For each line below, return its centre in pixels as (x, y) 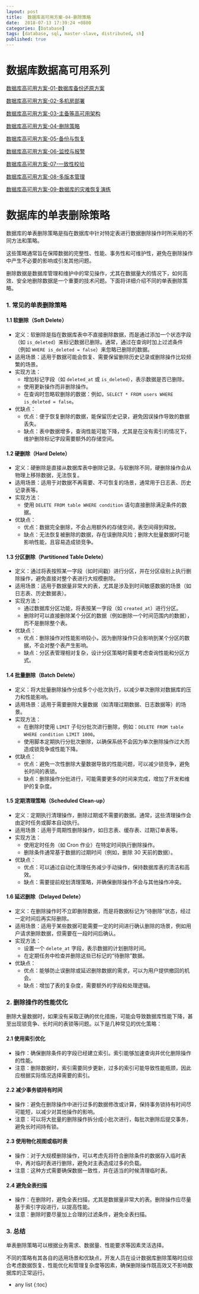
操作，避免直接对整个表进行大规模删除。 (69, 579)
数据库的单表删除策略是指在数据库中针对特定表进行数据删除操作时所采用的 (97, 233)
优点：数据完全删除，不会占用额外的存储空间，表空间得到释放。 (101, 527)
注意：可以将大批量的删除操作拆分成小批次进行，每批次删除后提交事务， (103, 1119)
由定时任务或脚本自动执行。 (49, 822)
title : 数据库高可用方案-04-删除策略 (49, 17)
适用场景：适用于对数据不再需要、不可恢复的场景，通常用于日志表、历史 (103, 483)
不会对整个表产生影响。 (63, 645)
